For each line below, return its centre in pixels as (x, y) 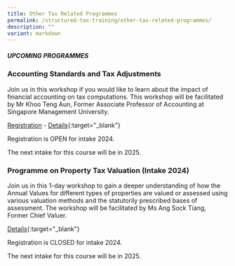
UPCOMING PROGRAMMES (48, 55)
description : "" (31, 27)
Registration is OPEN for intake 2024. (61, 139)
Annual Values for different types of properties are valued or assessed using (117, 192)
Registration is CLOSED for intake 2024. (65, 242)
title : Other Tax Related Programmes (62, 14)
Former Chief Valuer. (37, 215)
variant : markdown (34, 33)
